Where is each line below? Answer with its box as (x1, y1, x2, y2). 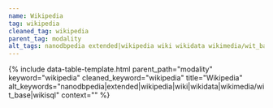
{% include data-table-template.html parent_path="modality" (8, 64, 213, 74)
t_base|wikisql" (8, 90, 60, 100)
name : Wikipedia (8, 11, 63, 20)
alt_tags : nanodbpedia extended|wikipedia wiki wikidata (8, 42, 206, 50)
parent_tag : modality (8, 34, 82, 43)
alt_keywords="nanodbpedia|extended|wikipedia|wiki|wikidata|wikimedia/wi (8, 82, 265, 92)
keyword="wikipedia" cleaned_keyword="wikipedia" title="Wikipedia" (8, 73, 243, 83)
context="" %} (60, 90, 110, 100)
